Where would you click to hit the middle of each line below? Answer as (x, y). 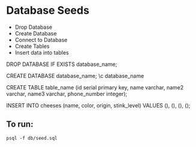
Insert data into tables (42, 52)
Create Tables (32, 46)
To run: (20, 124)
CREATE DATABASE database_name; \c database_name (75, 76)
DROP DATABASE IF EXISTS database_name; (62, 64)
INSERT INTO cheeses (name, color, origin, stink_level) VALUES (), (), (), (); (98, 105)
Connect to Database (41, 40)
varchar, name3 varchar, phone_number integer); (67, 94)
